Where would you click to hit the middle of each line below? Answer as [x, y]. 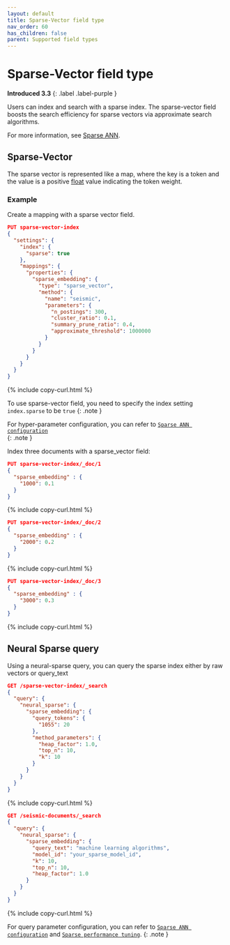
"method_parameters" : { [67, 738]
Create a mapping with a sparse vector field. [71, 215]
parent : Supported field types [53, 40]
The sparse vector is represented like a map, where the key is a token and [113, 174]
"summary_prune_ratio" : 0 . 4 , [93, 325]
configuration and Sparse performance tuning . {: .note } [88, 934]
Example [22, 199]
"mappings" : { [40, 266]
